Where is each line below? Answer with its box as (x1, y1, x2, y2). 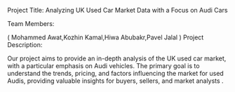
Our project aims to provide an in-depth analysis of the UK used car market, (7, 54, 227, 63)
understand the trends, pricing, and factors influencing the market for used (7, 70, 224, 77)
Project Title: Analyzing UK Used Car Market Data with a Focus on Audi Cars (7, 6, 228, 14)
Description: (7, 41, 43, 48)
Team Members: (7, 20, 55, 27)
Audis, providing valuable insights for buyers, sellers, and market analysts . (7, 77, 224, 85)
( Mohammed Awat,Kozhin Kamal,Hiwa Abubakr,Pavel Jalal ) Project (7, 33, 204, 41)
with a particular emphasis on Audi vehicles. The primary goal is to (7, 62, 200, 70)
